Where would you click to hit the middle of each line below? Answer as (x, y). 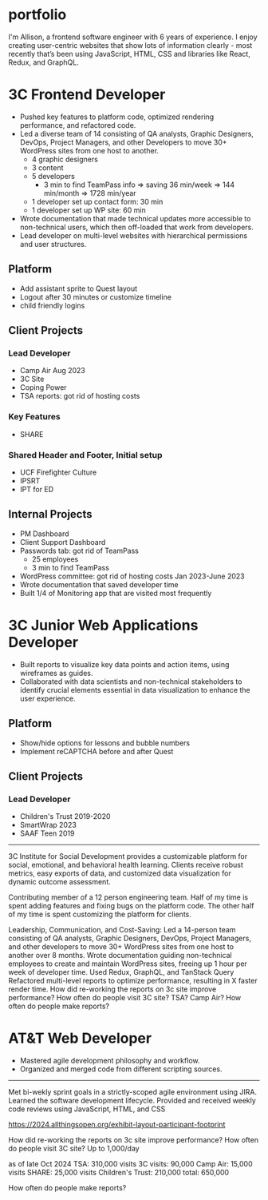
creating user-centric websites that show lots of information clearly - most (130, 45)
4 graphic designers (65, 159)
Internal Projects (50, 514)
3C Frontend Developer (87, 95)
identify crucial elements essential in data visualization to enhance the (135, 689)
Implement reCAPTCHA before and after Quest (97, 751)
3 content (47, 167)
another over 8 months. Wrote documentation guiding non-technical (120, 956)
